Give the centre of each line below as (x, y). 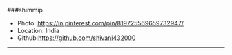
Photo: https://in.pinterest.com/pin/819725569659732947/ (100, 23)
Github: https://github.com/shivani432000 (76, 38)
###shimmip (25, 10)
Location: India (38, 31)
